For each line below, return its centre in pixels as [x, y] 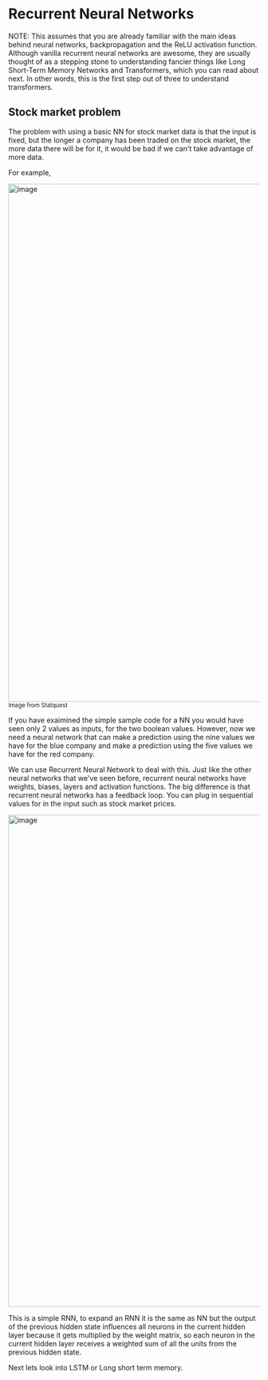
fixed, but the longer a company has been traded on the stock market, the [130, 140]
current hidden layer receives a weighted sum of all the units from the [122, 1343]
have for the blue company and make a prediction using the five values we [131, 746]
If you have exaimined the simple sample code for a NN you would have [126, 720]
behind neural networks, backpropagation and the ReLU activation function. [133, 44]
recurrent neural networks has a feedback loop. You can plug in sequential [131, 795]
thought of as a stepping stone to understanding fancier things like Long [127, 62]
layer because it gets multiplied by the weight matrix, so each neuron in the [132, 1335]
